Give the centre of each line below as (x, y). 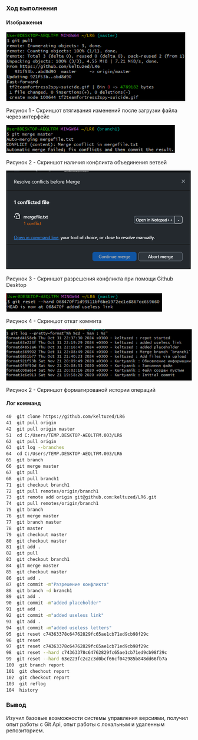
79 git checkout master (37, 534)
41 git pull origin (32, 422)
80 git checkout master (37, 541)
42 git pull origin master (41, 429)
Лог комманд (24, 403)
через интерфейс (28, 117)
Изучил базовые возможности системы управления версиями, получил (97, 718)
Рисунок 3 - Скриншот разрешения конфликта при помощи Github (90, 279)
